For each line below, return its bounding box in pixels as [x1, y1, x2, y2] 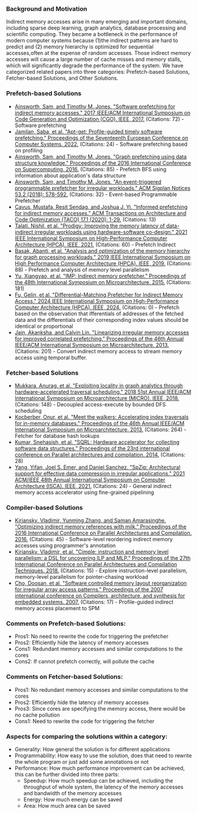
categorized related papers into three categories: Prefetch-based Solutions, [6, 69, 190, 76]
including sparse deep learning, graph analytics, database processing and [6, 24, 186, 31]
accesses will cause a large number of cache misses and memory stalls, [6, 56, 182, 63]
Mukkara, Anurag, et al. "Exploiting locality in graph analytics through [14, 382, 183, 389]
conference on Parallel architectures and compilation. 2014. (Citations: [14, 451, 186, 458]
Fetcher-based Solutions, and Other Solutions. [6, 74, 119, 82]
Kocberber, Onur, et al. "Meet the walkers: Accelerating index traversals [14, 413, 189, 421]
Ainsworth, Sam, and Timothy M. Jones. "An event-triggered [14, 178, 161, 185]
